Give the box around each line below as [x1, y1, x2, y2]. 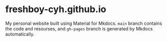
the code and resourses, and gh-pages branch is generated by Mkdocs [5, 25, 153, 31]
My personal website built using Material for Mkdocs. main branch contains [5, 20, 162, 26]
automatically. [5, 31, 35, 37]
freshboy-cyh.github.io [5, 4, 106, 15]
